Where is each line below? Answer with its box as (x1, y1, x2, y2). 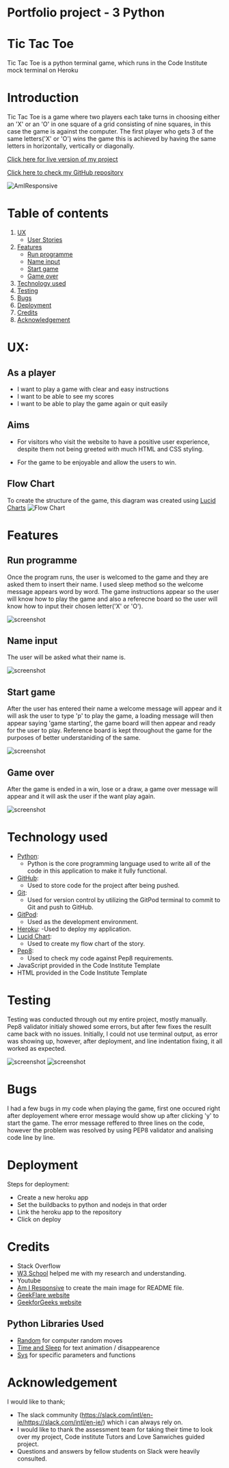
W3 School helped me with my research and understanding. (16, 1269, 187, 1277)
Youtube (16, 1276, 41, 1284)
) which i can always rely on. (103, 1418, 183, 1426)
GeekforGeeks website (16, 1298, 82, 1306)
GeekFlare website (16, 1291, 70, 1299)
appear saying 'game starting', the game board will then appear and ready (7, 719, 216, 727)
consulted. (16, 1454, 47, 1463)
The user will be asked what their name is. (7, 653, 126, 662)
